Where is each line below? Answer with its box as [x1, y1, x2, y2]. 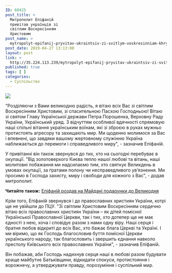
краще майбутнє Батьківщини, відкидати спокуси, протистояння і [5, 257, 150, 263]
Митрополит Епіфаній [10, 17, 54, 22]
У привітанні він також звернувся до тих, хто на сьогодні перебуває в [5, 151, 158, 157]
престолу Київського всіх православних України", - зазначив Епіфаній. [5, 241, 160, 247]
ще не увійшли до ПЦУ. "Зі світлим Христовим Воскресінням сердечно [5, 203, 161, 209]
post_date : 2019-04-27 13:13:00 [5, 46, 74, 51]
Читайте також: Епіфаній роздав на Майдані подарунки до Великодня [5, 187, 159, 194]
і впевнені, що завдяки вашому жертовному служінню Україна [5, 135, 143, 141]
